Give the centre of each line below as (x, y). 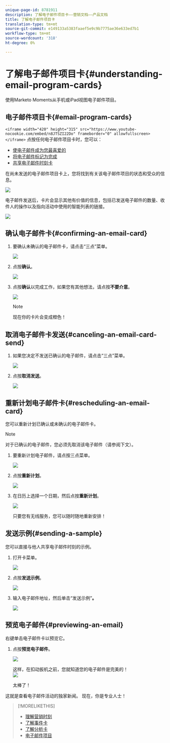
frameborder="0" (95, 134)
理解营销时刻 (38, 716)
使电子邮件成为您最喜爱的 (39, 150)
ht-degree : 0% (20, 43)
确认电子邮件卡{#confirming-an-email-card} (76, 233)
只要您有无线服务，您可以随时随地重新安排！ (59, 516)
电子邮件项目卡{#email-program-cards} (69, 117)
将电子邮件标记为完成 (35, 156)
